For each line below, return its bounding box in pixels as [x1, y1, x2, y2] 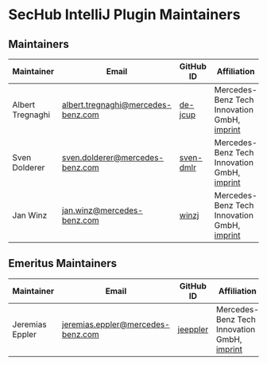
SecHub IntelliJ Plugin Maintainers [8, 6, 241, 24]
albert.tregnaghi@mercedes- [62, 100, 172, 110]
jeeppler [177, 324, 209, 335]
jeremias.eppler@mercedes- [62, 319, 171, 330]
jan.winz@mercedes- [62, 205, 143, 216]
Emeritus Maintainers [8, 257, 118, 270]
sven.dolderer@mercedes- [62, 152, 164, 163]
